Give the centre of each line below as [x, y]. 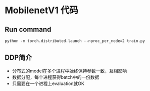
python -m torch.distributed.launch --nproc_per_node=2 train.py [75, 41]
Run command [28, 29]
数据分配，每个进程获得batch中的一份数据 [56, 77]
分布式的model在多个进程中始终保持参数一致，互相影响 [69, 71]
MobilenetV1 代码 [42, 10]
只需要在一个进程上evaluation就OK [48, 83]
